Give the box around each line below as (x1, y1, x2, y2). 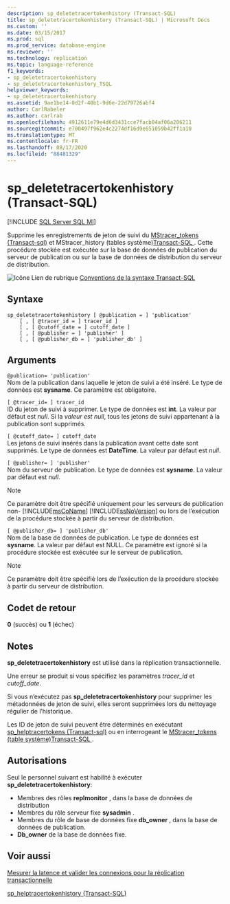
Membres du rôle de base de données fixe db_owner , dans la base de (16, 815, 218, 824)
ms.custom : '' (7, 23, 48, 30)
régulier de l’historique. (7, 707, 73, 716)
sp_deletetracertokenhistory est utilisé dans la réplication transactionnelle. (7, 659, 222, 667)
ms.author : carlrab (7, 112, 63, 119)
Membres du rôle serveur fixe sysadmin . (16, 808, 135, 817)
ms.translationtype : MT (7, 131, 76, 138)
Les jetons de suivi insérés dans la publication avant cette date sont (7, 439, 199, 448)
